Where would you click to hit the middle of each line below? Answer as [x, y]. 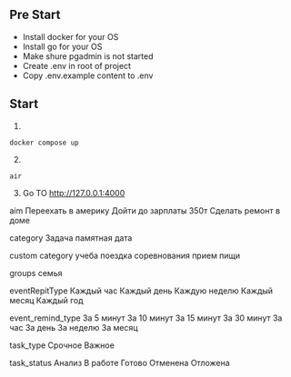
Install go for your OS [62, 46]
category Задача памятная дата [71, 238]
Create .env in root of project [77, 65]
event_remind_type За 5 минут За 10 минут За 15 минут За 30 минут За [146, 318]
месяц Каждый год [46, 300]
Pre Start [35, 15]
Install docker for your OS [70, 36]
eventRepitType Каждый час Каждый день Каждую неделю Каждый [141, 291]
